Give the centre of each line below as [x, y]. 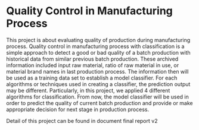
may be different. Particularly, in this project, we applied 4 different [88, 90]
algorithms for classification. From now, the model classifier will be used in [98, 97]
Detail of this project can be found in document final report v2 [82, 121]
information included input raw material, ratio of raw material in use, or [93, 65]
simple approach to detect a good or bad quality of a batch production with [98, 52]
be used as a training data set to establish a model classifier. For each [92, 78]
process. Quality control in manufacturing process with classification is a [95, 46]
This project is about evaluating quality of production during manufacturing [98, 40]
